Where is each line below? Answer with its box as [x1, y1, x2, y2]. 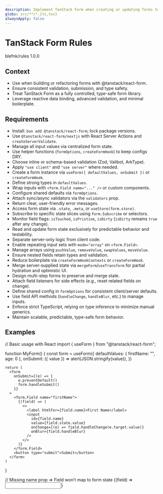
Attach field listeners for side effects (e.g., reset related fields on [12, 278, 141, 284]
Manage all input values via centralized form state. [12, 143, 113, 149]
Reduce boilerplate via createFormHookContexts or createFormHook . [12, 257, 144, 263]
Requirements [5, 115, 49, 123]
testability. [12, 231, 33, 237]
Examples [5, 328, 35, 336]
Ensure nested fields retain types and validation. [12, 252, 109, 258]
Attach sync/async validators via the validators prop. [12, 195, 120, 201]
